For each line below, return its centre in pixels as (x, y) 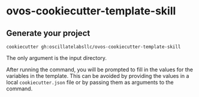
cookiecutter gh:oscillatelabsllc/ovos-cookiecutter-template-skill (94, 47)
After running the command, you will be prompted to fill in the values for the (100, 69)
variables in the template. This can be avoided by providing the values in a (98, 76)
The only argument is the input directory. (56, 58)
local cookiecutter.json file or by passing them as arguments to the (90, 82)
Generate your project (48, 33)
